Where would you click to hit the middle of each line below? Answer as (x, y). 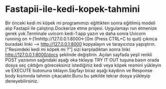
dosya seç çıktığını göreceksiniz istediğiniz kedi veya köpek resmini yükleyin (83, 65)
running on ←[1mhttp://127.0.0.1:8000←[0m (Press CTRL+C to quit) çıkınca (81, 39)
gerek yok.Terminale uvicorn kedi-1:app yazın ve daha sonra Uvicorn (76, 33)
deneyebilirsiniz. (22, 81)
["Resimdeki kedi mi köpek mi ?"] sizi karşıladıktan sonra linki (68, 49)
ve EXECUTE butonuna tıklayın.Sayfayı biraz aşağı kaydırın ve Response (79, 70)
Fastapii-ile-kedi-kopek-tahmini (73, 9)
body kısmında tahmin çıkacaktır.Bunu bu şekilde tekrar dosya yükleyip (78, 76)
